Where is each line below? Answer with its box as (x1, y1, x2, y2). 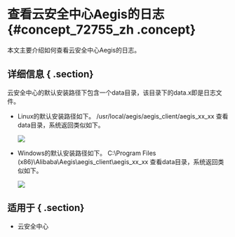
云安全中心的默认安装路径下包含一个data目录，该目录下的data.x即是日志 (7, 88, 216, 97)
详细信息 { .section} (7, 68, 94, 81)
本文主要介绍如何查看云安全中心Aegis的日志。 (7, 46, 141, 54)
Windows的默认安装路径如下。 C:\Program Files (17, 149, 156, 157)
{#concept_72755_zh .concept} (7, 22, 196, 38)
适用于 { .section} (7, 202, 85, 214)
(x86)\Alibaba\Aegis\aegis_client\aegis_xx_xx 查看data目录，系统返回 (17, 157, 219, 165)
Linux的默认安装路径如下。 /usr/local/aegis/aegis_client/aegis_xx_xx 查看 (17, 111, 229, 120)
